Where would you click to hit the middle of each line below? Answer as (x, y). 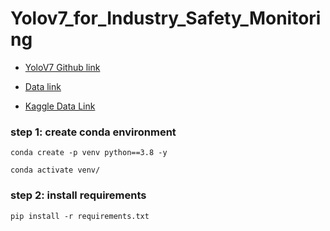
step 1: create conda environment (93, 132)
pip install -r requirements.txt (80, 216)
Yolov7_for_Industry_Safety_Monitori (166, 18)
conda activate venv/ (55, 170)
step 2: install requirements (78, 195)
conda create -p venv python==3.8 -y (89, 153)
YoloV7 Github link (62, 67)
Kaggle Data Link (60, 106)
